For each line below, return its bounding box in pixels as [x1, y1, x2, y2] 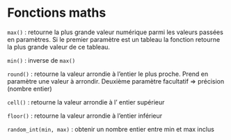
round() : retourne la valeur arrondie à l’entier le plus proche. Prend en [7, 70, 209, 78]
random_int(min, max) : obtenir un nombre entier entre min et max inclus [7, 125, 214, 133]
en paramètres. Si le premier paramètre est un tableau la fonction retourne [7, 35, 221, 43]
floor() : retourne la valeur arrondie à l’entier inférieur [7, 111, 163, 120]
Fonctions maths [7, 5, 106, 21]
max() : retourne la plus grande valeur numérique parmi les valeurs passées [7, 28, 224, 36]
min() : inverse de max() [7, 56, 76, 64]
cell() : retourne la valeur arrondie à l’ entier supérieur [7, 98, 165, 106]
